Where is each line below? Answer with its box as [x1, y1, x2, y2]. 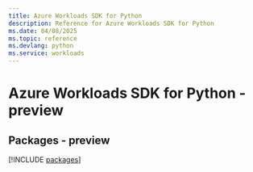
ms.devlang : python [8, 42, 74, 50]
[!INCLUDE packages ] [8, 155, 81, 164]
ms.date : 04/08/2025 [8, 27, 78, 35]
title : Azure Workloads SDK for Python [8, 11, 143, 20]
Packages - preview [8, 133, 110, 147]
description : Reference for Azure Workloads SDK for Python [8, 19, 215, 27]
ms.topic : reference [8, 34, 78, 43]
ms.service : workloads [8, 49, 85, 57]
